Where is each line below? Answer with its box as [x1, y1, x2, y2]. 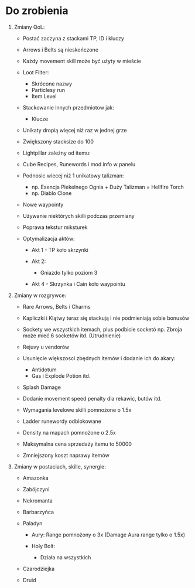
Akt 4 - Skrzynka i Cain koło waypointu [31, 280, 125, 288]
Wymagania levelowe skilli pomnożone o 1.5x [22, 406, 132, 413]
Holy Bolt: [31, 542, 56, 549]
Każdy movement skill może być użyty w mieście [22, 57, 142, 64]
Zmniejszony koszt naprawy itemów [22, 452, 110, 459]
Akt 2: [31, 258, 46, 265]
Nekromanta [22, 497, 53, 504]
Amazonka [22, 474, 49, 481]
